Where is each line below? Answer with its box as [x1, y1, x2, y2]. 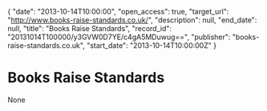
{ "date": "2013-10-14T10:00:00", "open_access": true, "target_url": [7, 7, 229, 16]
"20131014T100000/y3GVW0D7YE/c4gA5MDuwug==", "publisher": [7, 32, 231, 42]
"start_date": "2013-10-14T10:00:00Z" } [86, 41, 217, 50]
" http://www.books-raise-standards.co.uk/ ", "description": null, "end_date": [7, 15, 257, 25]
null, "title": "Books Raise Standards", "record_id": [7, 24, 172, 33]
